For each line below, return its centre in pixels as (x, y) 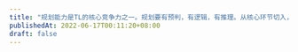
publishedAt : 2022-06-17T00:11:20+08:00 (85, 26)
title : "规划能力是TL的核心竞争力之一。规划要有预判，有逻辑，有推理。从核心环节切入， (151, 17)
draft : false (33, 33)
